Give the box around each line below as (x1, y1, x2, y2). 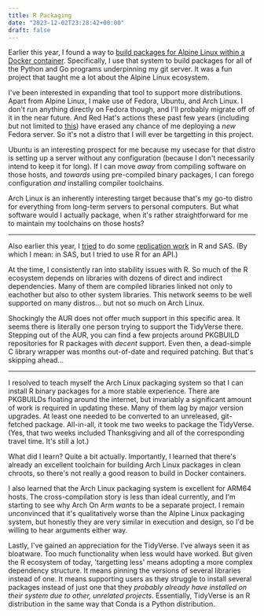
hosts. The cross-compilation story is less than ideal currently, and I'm (8, 492, 236, 502)
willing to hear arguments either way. (8, 526, 128, 535)
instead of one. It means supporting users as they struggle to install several (8, 574, 252, 584)
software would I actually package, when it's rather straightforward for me (8, 210, 249, 220)
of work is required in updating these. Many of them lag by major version (8, 403, 244, 413)
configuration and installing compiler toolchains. (8, 179, 164, 188)
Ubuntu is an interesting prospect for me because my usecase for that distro (8, 145, 255, 154)
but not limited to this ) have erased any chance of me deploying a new (8, 121, 236, 131)
